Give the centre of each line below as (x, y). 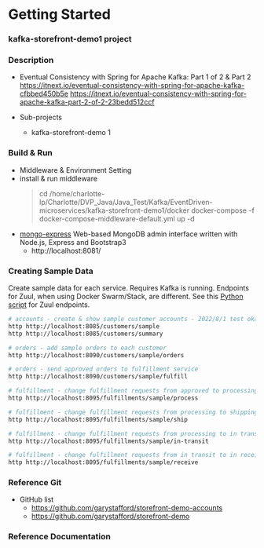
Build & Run (31, 153)
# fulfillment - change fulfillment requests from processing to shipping (133, 412)
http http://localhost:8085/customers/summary (86, 334)
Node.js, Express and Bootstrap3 (73, 242)
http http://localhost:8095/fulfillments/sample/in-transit (109, 441)
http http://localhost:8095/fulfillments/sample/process (103, 398)
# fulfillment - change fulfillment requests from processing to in (123, 433)
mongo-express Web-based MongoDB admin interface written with (128, 234)
